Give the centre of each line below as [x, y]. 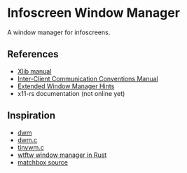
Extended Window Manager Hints [66, 86]
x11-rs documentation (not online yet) [71, 93]
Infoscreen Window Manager [94, 13]
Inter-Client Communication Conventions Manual [88, 78]
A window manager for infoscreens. [59, 32]
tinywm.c [30, 147]
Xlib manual [34, 71]
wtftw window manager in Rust [62, 155]
